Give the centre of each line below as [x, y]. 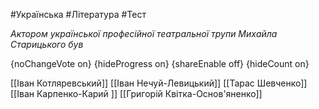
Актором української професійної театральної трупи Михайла [144, 33]
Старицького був [47, 44]
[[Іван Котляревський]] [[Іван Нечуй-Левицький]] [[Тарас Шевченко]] [159, 83]
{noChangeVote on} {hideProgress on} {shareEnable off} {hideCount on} [160, 63]
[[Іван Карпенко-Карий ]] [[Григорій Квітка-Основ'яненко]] [136, 93]
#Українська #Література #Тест [78, 14]
